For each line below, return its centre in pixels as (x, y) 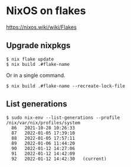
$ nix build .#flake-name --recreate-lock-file (66, 86)
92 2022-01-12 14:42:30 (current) (59, 159)
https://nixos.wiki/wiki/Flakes (41, 27)
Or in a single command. (36, 75)
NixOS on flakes (46, 11)
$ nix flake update (30, 59)
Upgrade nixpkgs (38, 46)
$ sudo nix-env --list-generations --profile (63, 118)
